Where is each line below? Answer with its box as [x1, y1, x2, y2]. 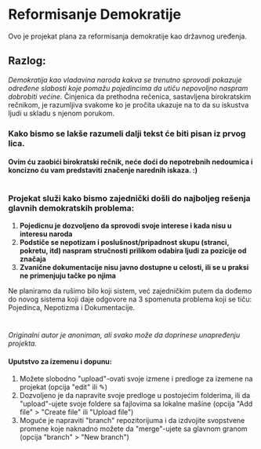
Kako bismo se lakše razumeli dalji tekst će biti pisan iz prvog [8, 128, 246, 139]
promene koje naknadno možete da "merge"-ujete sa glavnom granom [19, 424, 248, 433]
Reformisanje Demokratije [8, 5, 182, 24]
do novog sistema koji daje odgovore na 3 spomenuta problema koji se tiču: [8, 294, 252, 304]
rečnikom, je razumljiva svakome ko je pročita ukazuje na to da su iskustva [8, 100, 249, 109]
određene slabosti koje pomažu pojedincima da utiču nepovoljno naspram [8, 83, 248, 93]
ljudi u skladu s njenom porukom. [8, 108, 115, 118]
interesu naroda [19, 229, 73, 239]
